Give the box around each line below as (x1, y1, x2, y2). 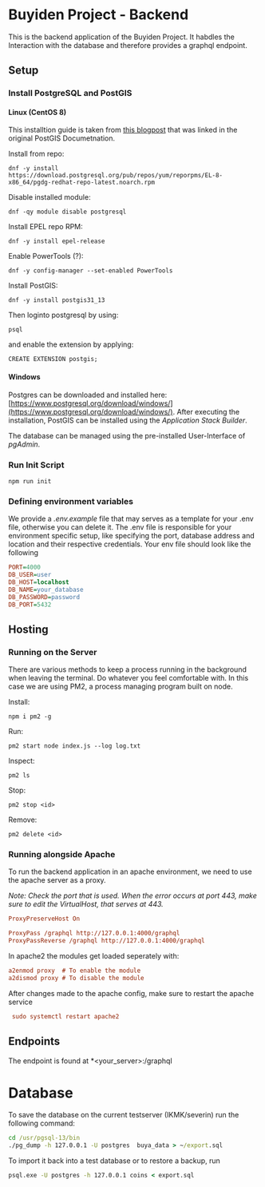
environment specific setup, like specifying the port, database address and (8, 531, 255, 541)
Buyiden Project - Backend (8, 6, 189, 24)
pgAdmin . (8, 439, 41, 449)
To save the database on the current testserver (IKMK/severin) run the (8, 1110, 239, 1120)
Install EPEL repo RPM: (8, 222, 84, 232)
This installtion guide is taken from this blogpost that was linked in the (8, 125, 238, 135)
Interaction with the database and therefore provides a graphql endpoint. (8, 40, 247, 50)
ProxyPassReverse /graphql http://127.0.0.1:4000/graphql (8, 937, 205, 945)
